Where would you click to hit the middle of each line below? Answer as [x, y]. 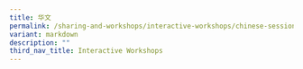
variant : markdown [44, 34]
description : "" [40, 43]
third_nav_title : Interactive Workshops [87, 51]
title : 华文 [30, 17]
